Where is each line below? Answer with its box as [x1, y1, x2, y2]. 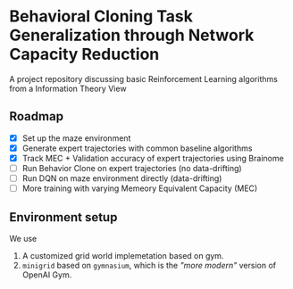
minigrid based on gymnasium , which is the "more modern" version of [21, 260, 277, 270]
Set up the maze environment [21, 132, 131, 144]
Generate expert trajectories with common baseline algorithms [21, 143, 253, 153]
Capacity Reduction [9, 45, 160, 64]
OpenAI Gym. [21, 269, 72, 280]
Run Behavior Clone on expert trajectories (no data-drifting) [21, 162, 243, 173]
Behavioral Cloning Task [9, 6, 194, 27]
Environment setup [9, 210, 118, 225]
